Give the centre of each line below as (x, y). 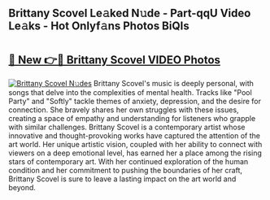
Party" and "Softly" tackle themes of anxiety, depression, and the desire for (135, 101)
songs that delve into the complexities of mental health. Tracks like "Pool (130, 92)
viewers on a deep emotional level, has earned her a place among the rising (135, 153)
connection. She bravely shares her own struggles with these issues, (124, 110)
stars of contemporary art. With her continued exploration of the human (128, 161)
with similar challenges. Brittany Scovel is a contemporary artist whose (127, 127)
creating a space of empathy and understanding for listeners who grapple (132, 118)
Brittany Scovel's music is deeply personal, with (173, 83)
